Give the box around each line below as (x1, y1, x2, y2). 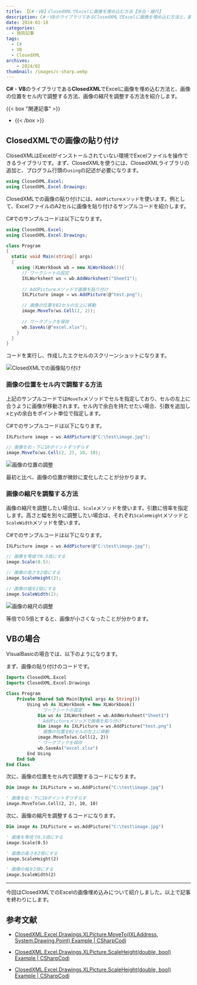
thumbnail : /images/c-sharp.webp (6, 69, 88, 75)
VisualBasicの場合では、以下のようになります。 (6, 651, 121, 658)
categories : (6, 25, 35, 31)
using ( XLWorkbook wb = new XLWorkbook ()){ (16, 265, 125, 270)
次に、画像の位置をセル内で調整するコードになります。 (6, 773, 140, 780)
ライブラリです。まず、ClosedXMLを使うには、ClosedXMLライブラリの (16, 160, 189, 167)
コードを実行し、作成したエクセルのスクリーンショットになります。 (6, 352, 170, 359)
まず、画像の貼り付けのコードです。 (6, 663, 93, 670)
